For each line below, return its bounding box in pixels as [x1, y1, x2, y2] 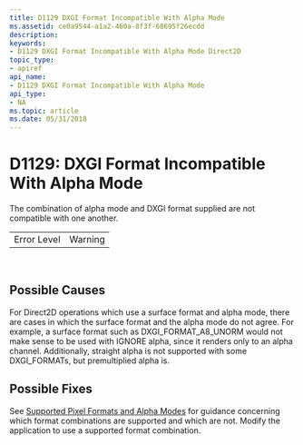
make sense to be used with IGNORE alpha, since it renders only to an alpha [9, 335, 293, 346]
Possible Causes [9, 282, 106, 298]
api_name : [9, 73, 47, 82]
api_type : [9, 89, 47, 98]
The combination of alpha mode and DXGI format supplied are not [9, 203, 256, 214]
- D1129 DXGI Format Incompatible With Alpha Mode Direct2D [9, 47, 242, 56]
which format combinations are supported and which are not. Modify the [9, 415, 281, 426]
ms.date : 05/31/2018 [9, 114, 88, 124]
